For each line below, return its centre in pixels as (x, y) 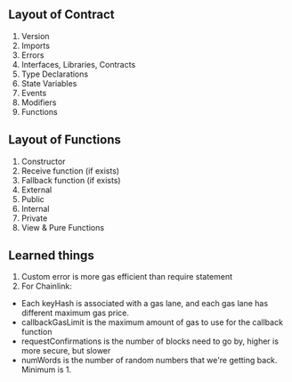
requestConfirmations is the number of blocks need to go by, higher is (150, 341)
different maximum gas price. (75, 313)
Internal (35, 208)
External (36, 190)
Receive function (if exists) (70, 171)
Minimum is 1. (46, 370)
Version (35, 36)
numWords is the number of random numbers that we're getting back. (149, 361)
